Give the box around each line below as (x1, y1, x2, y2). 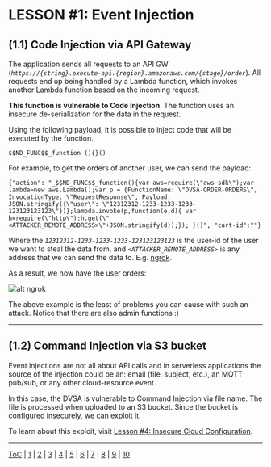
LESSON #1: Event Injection (8, 6, 195, 24)
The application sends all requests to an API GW (8, 59, 169, 69)
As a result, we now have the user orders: (8, 268, 147, 278)
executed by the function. (8, 133, 94, 143)
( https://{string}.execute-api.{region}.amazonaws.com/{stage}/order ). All (8, 68, 261, 78)
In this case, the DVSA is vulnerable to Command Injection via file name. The (8, 393, 263, 403)
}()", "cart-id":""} (192, 221, 262, 229)
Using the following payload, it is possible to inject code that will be (8, 125, 232, 134)
